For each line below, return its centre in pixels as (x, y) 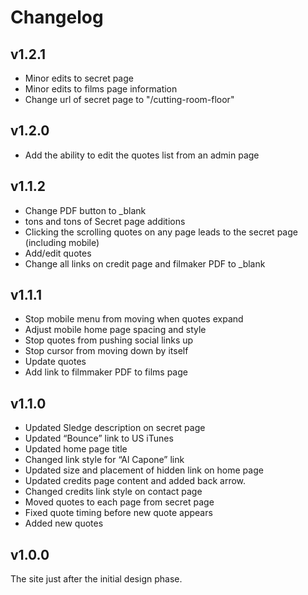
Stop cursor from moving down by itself (106, 351)
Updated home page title (76, 449)
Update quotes (55, 362)
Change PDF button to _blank (85, 210)
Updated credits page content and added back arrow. (135, 481)
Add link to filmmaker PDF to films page (106, 372)
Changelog (57, 17)
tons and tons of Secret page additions (105, 221)
